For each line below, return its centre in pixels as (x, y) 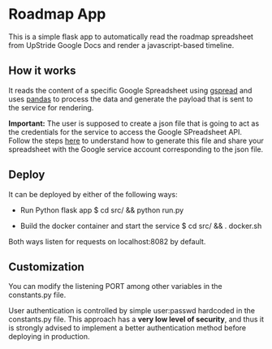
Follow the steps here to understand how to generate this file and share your (136, 140)
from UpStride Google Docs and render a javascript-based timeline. (121, 45)
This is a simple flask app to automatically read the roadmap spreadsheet (131, 37)
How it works (42, 71)
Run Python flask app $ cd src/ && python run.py (102, 210)
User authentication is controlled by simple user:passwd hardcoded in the (132, 311)
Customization (47, 267)
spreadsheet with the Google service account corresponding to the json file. (136, 149)
